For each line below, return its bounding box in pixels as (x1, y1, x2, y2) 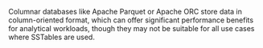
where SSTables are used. (8, 32, 95, 42)
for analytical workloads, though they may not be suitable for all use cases (8, 24, 255, 33)
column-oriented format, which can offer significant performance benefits (8, 15, 254, 25)
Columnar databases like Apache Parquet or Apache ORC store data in (8, 7, 243, 16)
